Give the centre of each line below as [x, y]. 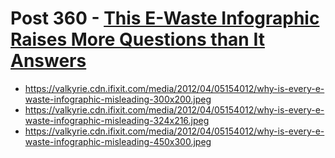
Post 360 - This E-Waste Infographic [165, 18]
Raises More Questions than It [137, 39]
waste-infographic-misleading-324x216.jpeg [117, 120]
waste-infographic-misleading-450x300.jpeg [118, 141]
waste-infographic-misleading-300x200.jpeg [118, 99]
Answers [48, 61]
